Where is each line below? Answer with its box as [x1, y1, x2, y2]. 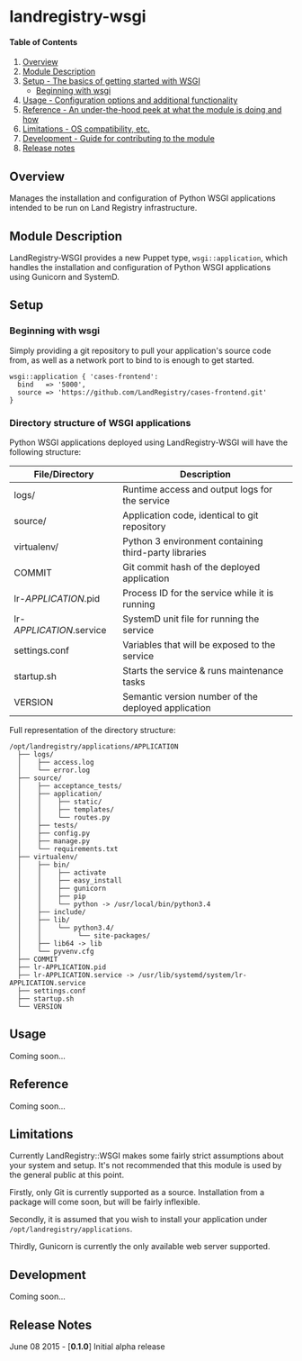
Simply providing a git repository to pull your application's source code [9, 345, 271, 356]
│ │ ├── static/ [17, 797, 102, 806]
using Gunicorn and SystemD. [9, 272, 120, 283]
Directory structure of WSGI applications [9, 416, 191, 429]
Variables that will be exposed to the [122, 639, 276, 650]
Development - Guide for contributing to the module [22, 133, 216, 144]
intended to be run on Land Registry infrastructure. [9, 203, 198, 213]
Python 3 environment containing [122, 535, 263, 547]
